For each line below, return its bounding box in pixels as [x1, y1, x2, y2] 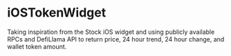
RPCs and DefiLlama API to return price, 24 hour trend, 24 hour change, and [7, 35, 225, 43]
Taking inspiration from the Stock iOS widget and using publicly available [7, 28, 215, 36]
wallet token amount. [7, 42, 67, 50]
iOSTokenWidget [7, 5, 107, 21]
